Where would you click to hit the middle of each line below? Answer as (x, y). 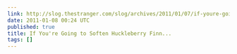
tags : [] (20, 40)
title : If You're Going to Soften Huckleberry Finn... (90, 33)
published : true (31, 27)
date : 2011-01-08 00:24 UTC (49, 20)
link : (15, 14)
